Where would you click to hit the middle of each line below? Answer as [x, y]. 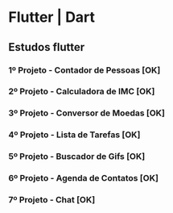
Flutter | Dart [51, 17]
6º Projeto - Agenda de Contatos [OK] [84, 178]
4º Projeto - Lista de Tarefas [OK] [74, 135]
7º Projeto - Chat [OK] [52, 200]
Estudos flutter [47, 47]
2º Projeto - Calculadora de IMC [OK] [82, 91]
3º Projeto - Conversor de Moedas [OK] [86, 113]
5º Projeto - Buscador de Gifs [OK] [77, 157]
